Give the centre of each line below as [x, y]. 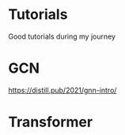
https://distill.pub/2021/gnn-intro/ [62, 90]
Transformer [51, 122]
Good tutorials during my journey [62, 36]
